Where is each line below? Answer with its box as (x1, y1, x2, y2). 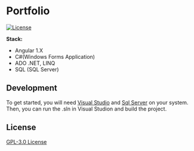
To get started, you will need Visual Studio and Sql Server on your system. (6, 99, 189, 106)
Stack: (6, 35, 23, 42)
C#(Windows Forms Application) (14, 53, 96, 60)
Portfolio (6, 4, 50, 18)
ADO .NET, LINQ (14, 59, 56, 67)
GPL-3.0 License (6, 138, 47, 145)
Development (6, 83, 58, 93)
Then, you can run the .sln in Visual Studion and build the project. (6, 105, 167, 112)
